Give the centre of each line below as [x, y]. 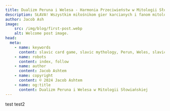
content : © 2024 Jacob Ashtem [50, 80]
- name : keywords [33, 47]
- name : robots [30, 57]
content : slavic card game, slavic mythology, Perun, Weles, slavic [92, 52]
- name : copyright [34, 76]
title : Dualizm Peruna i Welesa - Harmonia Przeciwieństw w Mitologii [81, 10]
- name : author [30, 66]
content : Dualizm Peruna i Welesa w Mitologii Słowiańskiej [83, 90]
